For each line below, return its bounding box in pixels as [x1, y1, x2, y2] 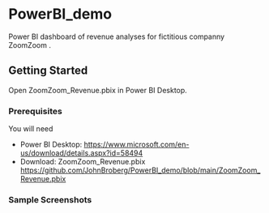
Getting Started [8, 64, 88, 78]
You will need [8, 124, 53, 134]
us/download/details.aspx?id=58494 [19, 148, 143, 158]
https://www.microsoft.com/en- [83, 139, 190, 150]
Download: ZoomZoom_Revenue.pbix [19, 157, 146, 167]
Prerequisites [8, 105, 62, 117]
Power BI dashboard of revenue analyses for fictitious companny [8, 32, 225, 41]
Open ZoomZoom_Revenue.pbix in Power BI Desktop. [8, 85, 188, 95]
